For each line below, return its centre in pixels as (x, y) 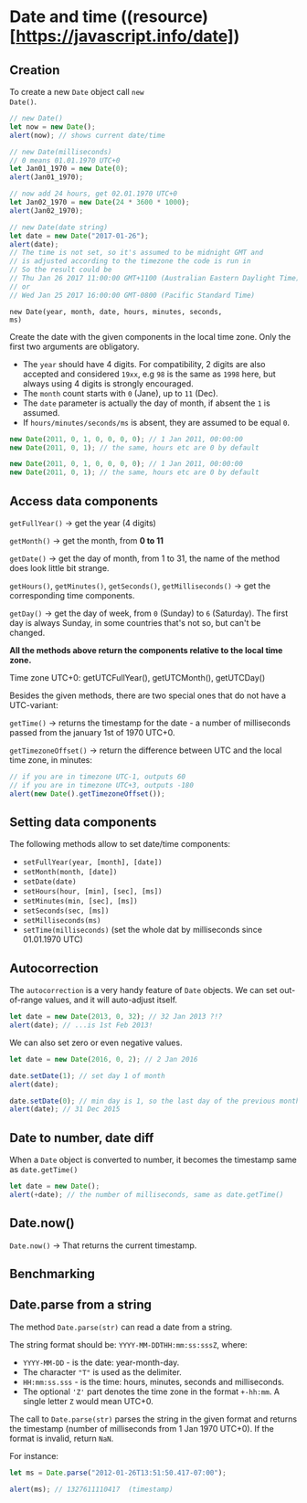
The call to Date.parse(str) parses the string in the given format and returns (153, 1419)
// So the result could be (61, 270)
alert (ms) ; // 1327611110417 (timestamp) (91, 1489)
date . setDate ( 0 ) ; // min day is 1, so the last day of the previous (143, 1101)
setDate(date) (49, 882)
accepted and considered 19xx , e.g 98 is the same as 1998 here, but (149, 374)
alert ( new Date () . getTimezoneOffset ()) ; (88, 794)
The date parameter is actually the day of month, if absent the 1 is (147, 403)
